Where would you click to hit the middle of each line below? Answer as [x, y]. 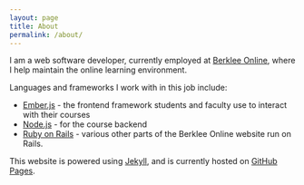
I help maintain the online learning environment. [98, 70]
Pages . [22, 171]
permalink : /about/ [46, 34]
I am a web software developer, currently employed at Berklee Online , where [152, 61]
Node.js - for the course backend [85, 124]
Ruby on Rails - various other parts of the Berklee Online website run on [157, 134]
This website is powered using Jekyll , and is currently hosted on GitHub [144, 161]
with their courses [56, 115]
